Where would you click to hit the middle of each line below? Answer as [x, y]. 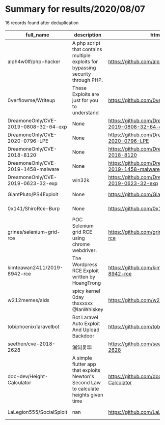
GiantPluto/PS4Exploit [33, 194]
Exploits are [85, 94]
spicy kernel [86, 291]
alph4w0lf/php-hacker [34, 61]
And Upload [86, 330]
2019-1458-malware [33, 169]
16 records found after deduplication [42, 23]
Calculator [19, 382]
